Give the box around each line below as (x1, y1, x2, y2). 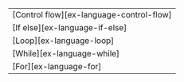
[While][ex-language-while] (12, 48, 120, 59)
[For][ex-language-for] (12, 61, 102, 72)
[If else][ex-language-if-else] (12, 22, 127, 33)
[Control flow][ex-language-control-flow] (12, 10, 173, 20)
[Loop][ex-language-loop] (12, 35, 115, 46)
